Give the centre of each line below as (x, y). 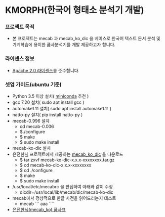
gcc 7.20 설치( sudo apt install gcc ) (48, 102)
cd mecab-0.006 (37, 127)
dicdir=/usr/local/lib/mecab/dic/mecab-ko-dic (66, 192)
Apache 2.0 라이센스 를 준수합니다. (46, 70)
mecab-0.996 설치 (31, 121)
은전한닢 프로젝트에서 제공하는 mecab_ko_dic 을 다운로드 (68, 154)
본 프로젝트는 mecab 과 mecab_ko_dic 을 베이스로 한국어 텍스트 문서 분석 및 (86, 39)
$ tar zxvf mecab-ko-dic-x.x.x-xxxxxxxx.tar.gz (67, 160)
